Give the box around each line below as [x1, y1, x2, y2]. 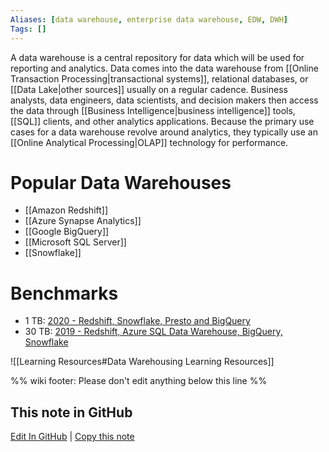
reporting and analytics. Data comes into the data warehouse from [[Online [10, 62, 319, 74]
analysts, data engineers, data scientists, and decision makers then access [10, 94, 319, 106]
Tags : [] [10, 24, 47, 34]
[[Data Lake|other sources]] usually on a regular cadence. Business [10, 83, 288, 95]
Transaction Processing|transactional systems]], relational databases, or [10, 72, 309, 85]
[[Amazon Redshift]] [24, 204, 109, 216]
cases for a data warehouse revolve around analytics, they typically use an [10, 126, 318, 138]
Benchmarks [10, 282, 119, 305]
